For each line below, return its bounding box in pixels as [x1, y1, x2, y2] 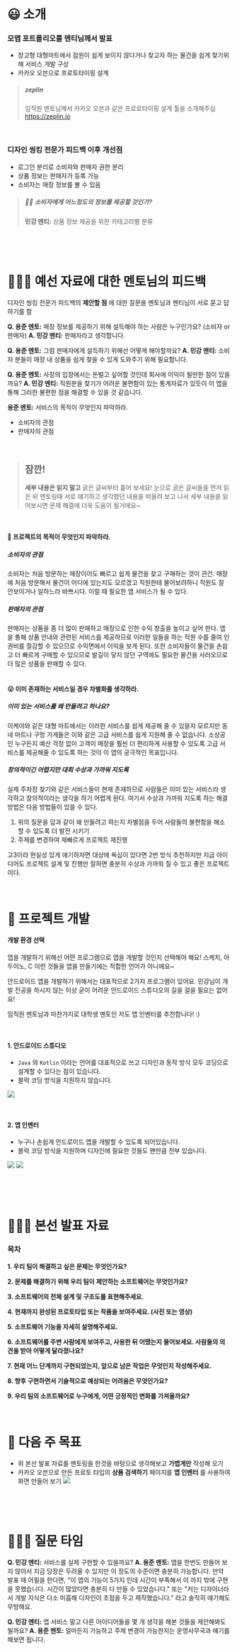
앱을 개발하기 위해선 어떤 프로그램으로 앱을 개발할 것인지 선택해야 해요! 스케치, [7, 952, 223, 962]
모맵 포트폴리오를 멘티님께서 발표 [7, 33, 113, 43]
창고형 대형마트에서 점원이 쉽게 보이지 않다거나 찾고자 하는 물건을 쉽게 [17, 51, 211, 60]
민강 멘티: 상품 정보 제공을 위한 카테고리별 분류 [24, 217, 154, 226]
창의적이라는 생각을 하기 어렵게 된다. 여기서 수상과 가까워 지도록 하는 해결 [25, 793, 229, 802]
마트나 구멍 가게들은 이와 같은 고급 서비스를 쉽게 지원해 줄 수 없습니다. [14, 730, 207, 739]
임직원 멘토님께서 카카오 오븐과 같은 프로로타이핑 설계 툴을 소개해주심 [24, 104, 216, 113]
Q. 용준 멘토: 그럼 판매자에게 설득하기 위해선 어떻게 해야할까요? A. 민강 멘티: [7, 346, 217, 355]
